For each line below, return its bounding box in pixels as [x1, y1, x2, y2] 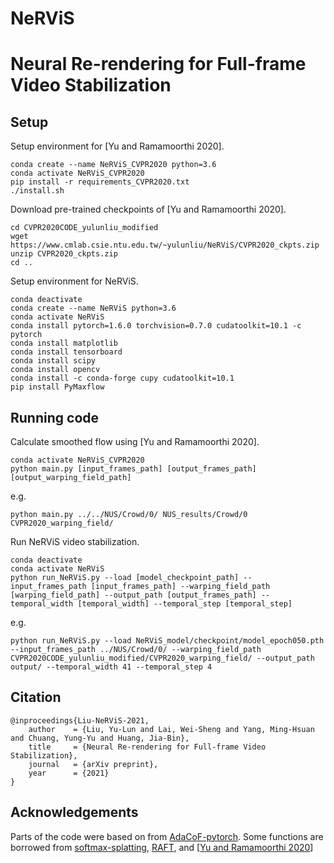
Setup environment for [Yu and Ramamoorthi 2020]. [10, 140, 225, 152]
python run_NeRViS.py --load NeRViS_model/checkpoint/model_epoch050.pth [10, 636, 325, 646]
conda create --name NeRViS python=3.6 [10, 303, 177, 314]
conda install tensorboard [10, 347, 123, 357]
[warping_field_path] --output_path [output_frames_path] [10, 590, 257, 600]
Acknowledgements [10, 804, 139, 821]
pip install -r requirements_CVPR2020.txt [10, 177, 190, 187]
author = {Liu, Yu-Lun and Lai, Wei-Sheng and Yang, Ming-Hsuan [28, 724, 315, 734]
